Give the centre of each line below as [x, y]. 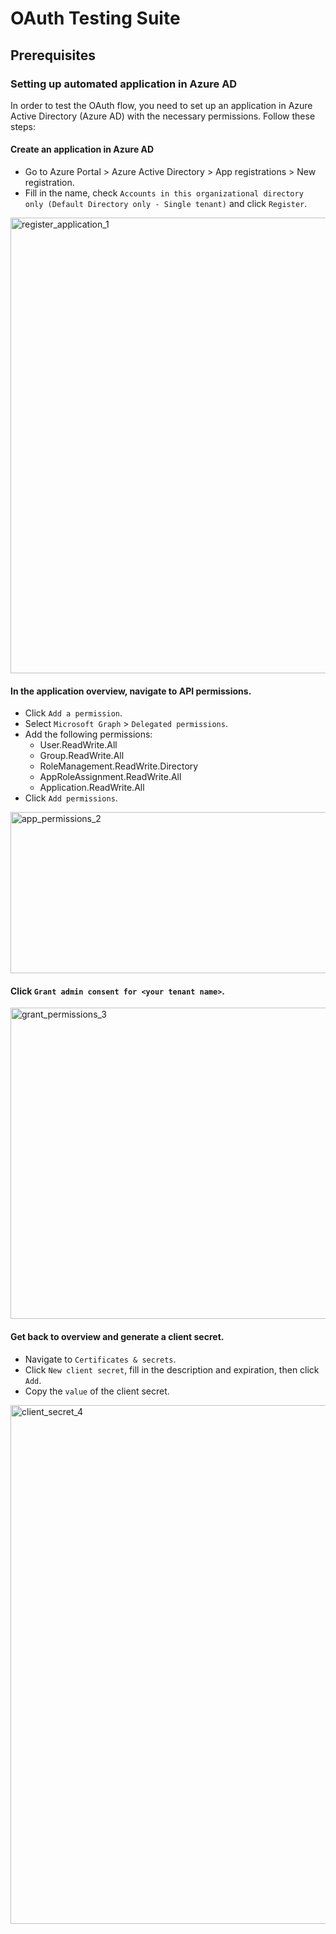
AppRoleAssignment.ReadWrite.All [110, 777]
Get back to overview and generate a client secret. [117, 1337]
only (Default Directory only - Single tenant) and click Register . [166, 204]
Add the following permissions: [88, 734]
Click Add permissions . [71, 798]
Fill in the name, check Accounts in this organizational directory [164, 193]
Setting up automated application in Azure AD [124, 84]
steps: [23, 126]
